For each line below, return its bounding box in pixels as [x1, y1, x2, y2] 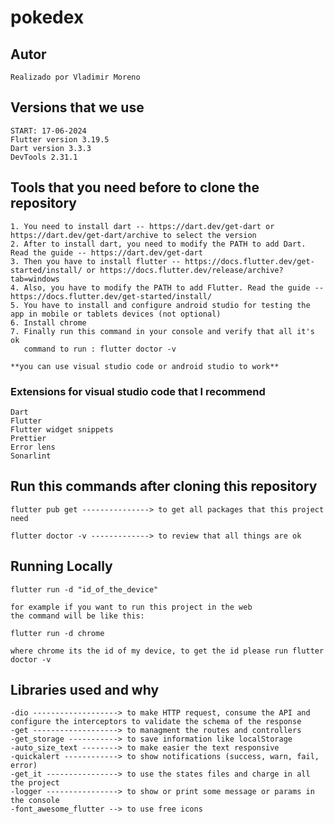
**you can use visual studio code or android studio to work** [10, 361, 280, 371]
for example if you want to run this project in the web [10, 602, 253, 612]
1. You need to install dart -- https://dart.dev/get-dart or [10, 221, 275, 231]
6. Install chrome [10, 317, 87, 328]
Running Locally [10, 558, 113, 575]
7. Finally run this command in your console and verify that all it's [10, 326, 315, 336]
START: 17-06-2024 [10, 126, 87, 136]
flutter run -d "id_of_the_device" [10, 584, 159, 595]
